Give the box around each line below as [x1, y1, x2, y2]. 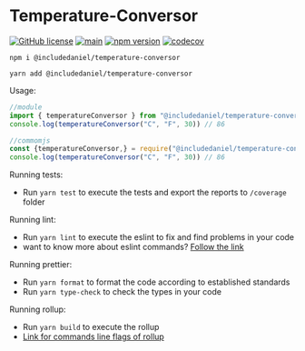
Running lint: [9, 215, 56, 226]
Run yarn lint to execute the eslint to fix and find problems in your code [22, 232, 295, 243]
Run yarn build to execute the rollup [22, 322, 160, 333]
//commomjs [9, 135, 51, 145]
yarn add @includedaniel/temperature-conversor [9, 69, 193, 78]
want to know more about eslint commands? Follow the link [22, 242, 244, 253]
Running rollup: [9, 304, 66, 315]
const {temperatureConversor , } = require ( [9, 145, 172, 154]
